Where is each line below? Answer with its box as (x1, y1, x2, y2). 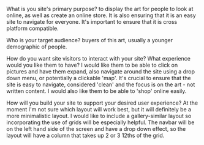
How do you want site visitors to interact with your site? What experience (6, 55, 191, 62)
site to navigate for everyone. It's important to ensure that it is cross (6, 18, 178, 25)
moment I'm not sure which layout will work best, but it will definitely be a (6, 106, 192, 113)
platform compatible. (6, 24, 59, 32)
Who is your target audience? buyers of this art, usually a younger (6, 37, 173, 43)
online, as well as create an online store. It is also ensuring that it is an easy (6, 12, 196, 19)
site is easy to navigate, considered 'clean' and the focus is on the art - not (6, 81, 195, 88)
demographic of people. (6, 43, 67, 50)
